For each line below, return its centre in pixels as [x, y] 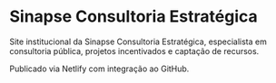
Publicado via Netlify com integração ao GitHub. [99, 69]
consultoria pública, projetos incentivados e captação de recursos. [134, 51]
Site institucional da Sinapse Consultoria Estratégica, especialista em [138, 41]
